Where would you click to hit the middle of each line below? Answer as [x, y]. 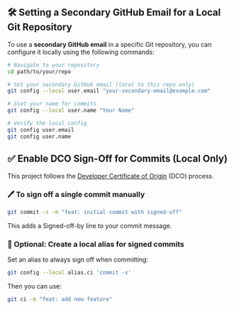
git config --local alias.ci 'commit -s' [69, 272]
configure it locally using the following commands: [81, 52]
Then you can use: [34, 286]
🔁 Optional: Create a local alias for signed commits [96, 244]
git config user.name [39, 137]
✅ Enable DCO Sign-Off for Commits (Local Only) [118, 159]
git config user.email [41, 130]
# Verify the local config [47, 124]
